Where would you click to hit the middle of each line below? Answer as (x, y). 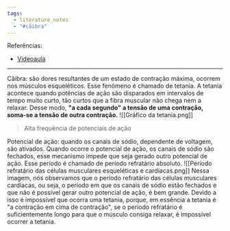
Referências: (25, 46)
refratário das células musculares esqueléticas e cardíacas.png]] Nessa (108, 171)
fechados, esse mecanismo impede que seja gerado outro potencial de (107, 156)
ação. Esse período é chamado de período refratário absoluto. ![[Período (110, 163)
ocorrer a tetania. (31, 222)
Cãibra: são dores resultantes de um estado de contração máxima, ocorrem (114, 79)
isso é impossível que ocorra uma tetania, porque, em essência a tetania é (112, 200)
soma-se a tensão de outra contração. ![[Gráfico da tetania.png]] (100, 115)
